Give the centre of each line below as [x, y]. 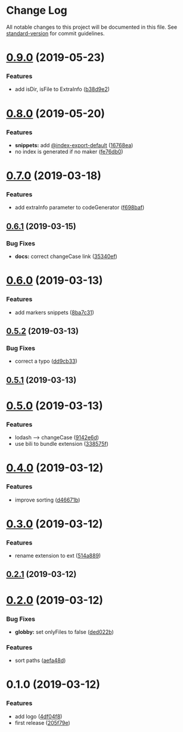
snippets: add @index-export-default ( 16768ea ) [74, 145]
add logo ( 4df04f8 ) [38, 716]
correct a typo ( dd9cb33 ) [46, 361]
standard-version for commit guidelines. [55, 33]
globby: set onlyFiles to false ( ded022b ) [64, 631]
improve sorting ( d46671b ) [47, 500]
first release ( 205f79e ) [42, 722]
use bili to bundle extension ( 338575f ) [61, 444]
